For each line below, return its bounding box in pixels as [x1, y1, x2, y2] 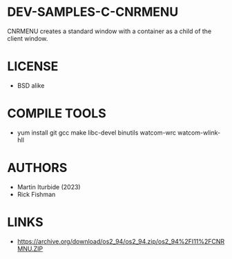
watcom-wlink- [177, 128, 221, 137]
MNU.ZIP [17, 244, 43, 253]
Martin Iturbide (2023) [17, 182, 81, 191]
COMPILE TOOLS [7, 106, 106, 122]
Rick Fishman [17, 190, 56, 198]
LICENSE [7, 59, 59, 75]
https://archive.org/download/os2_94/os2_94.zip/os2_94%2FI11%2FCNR [17, 237, 225, 245]
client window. [7, 34, 48, 42]
